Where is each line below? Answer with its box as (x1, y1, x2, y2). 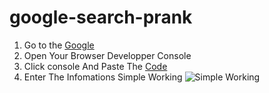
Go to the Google (23, 39, 95, 51)
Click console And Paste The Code (23, 60, 168, 72)
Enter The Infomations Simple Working (23, 71, 183, 83)
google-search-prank (9, 6, 193, 29)
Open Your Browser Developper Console (23, 49, 192, 61)
